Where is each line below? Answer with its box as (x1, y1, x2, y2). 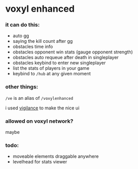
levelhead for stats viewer (12, 159, 67, 165)
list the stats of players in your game (12, 65, 89, 71)
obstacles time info (12, 44, 53, 50)
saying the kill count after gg (12, 38, 73, 44)
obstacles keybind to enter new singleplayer (12, 60, 106, 66)
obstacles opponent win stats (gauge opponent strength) (12, 49, 133, 55)
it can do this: (5, 21, 40, 29)
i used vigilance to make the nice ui (5, 105, 80, 111)
